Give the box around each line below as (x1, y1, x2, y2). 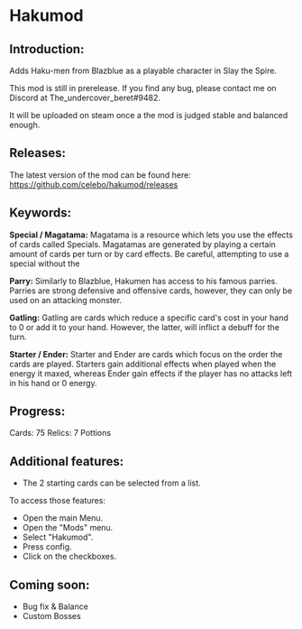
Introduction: (9, 42, 85, 57)
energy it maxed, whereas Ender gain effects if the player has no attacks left (9, 367, 293, 379)
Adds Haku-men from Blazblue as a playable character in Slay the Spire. (9, 65, 278, 76)
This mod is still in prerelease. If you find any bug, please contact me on (9, 83, 277, 93)
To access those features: (9, 495, 106, 506)
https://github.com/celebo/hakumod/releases (9, 179, 178, 190)
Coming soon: (9, 577, 90, 592)
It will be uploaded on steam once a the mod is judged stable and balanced (9, 110, 288, 120)
